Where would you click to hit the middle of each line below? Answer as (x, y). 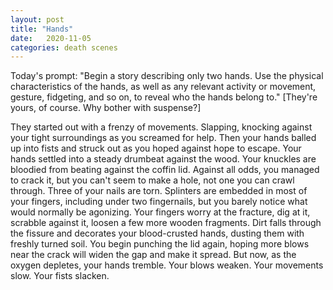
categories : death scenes (64, 47)
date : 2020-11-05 (51, 38)
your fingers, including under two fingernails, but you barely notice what (159, 202)
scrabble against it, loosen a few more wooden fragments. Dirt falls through (166, 223)
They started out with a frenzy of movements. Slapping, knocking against (161, 127)
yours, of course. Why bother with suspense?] (106, 108)
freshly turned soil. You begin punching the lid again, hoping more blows (160, 244)
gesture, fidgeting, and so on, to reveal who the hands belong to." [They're (164, 97)
